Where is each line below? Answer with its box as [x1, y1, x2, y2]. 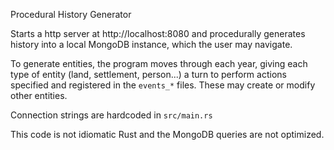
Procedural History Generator [10, 9, 132, 20]
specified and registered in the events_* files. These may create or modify [10, 79, 316, 91]
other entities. [10, 90, 68, 101]
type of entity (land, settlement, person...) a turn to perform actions [10, 69, 287, 80]
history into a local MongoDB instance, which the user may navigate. [10, 39, 293, 50]
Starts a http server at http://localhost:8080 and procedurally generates [10, 28, 306, 39]
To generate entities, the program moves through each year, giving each [10, 58, 308, 69]
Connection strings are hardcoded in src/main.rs [10, 109, 213, 121]
